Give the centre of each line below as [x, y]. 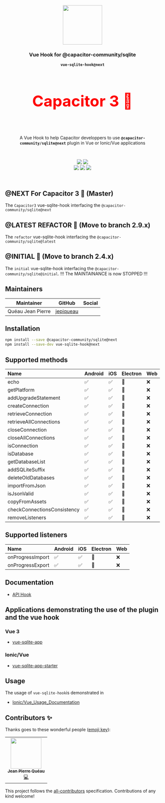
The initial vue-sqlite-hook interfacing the [50, 268]
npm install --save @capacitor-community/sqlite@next [61, 340]
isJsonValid [21, 494]
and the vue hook [32, 617]
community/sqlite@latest [30, 241]
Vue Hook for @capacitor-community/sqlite [82, 55]
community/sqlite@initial [31, 274]
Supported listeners [36, 535]
